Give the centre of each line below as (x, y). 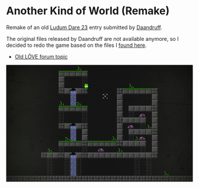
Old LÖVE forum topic (41, 56)
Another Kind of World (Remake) (88, 11)
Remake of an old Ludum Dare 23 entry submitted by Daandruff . (84, 27)
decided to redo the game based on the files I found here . (76, 45)
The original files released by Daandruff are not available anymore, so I (92, 39)
